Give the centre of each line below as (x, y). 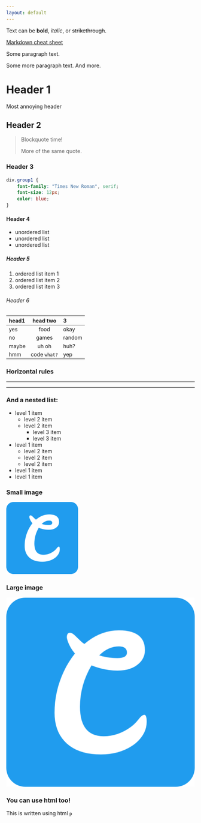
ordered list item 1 (37, 274)
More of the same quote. (51, 151)
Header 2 (24, 125)
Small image (25, 492)
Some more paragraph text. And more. (54, 65)
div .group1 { (22, 180)
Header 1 (28, 89)
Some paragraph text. (33, 53)
